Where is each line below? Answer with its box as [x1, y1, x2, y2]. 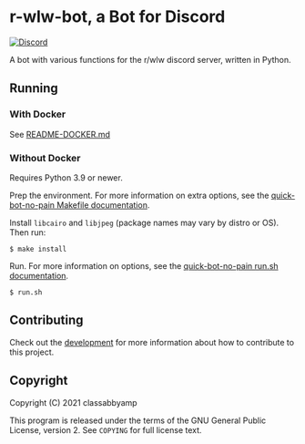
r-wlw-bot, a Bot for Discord [9, 6, 226, 27]
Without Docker [9, 151, 81, 164]
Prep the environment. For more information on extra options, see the [9, 190, 269, 201]
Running [9, 80, 59, 97]
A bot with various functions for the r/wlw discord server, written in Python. [9, 54, 291, 65]
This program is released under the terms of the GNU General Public [9, 415, 267, 426]
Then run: [9, 226, 46, 238]
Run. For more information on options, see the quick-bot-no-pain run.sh [9, 260, 280, 271]
